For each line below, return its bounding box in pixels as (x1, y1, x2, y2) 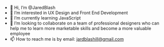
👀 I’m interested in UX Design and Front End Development (9, 10, 128, 16)
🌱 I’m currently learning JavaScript (9, 15, 81, 21)
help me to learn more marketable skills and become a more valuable (9, 25, 152, 31)
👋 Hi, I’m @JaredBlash (9, 5, 56, 10)
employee (9, 31, 31, 36)
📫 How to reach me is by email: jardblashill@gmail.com (9, 36, 124, 42)
